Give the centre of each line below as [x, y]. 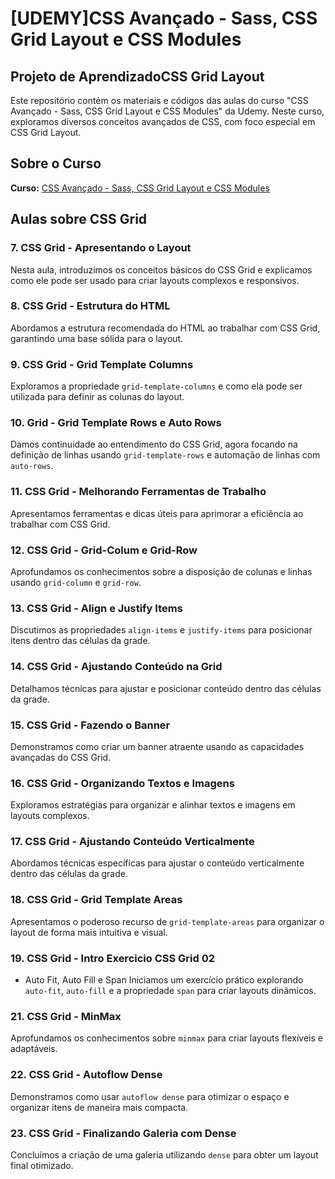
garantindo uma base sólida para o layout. [97, 338]
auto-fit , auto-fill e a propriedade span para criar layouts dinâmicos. [170, 991]
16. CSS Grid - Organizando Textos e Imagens [122, 783]
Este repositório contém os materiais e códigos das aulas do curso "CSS [159, 100]
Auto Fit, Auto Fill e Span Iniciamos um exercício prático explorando [164, 980]
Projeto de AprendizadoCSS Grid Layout [137, 76]
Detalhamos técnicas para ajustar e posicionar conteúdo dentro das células [166, 688]
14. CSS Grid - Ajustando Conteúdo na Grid [116, 667]
